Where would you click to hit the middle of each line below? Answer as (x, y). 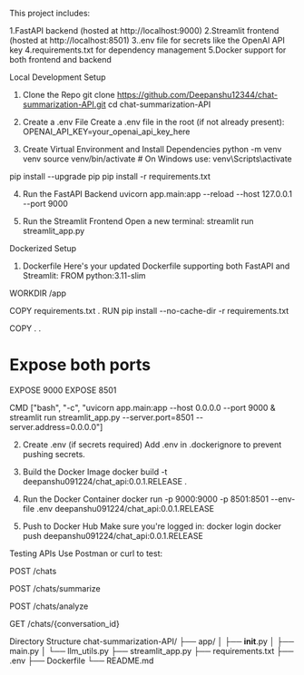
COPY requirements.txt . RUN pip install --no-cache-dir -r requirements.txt (149, 311)
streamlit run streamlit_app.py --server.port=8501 (102, 417)
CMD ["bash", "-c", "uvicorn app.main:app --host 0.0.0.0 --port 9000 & (142, 407)
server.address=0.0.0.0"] (56, 426)
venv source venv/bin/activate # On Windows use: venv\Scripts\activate (157, 159)
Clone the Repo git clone (69, 95)
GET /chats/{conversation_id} (64, 623)
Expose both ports (80, 365)
